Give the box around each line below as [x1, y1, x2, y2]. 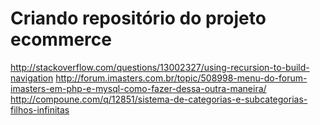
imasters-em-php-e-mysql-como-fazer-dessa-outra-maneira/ [10, 82, 267, 94]
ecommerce [10, 28, 112, 51]
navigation [10, 72, 54, 84]
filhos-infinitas [10, 103, 70, 116]
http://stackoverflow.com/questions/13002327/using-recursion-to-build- [10, 61, 310, 73]
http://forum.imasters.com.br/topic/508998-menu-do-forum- [55, 72, 308, 84]
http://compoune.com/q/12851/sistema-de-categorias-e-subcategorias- [10, 93, 308, 105]
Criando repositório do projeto [10, 7, 267, 30]
